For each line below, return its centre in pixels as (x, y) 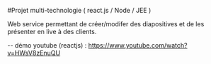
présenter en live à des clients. (52, 32)
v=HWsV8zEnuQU (34, 53)
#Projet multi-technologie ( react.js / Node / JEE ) (79, 10)
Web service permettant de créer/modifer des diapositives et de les (106, 24)
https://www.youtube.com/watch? (138, 45)
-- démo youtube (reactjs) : (47, 45)
